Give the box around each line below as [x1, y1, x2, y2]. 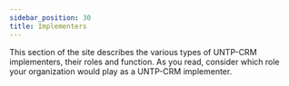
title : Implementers [9, 22, 88, 31]
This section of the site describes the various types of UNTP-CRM [9, 46, 257, 57]
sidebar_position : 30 [9, 13, 92, 23]
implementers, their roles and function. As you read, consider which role [9, 56, 280, 67]
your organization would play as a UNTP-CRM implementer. [9, 65, 233, 77]
